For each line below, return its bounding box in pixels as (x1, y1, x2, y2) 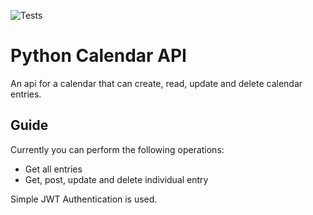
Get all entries (24, 163, 83, 175)
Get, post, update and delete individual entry (24, 173, 209, 185)
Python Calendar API (10, 45, 187, 67)
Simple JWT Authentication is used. (10, 193, 158, 205)
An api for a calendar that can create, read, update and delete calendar (10, 77, 303, 89)
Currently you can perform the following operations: (10, 143, 225, 155)
